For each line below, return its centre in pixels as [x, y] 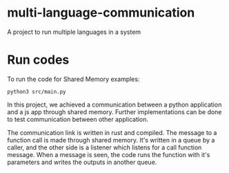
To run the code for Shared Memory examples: [73, 79]
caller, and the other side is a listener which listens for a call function [104, 147]
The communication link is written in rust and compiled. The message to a [112, 132]
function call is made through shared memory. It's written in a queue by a [111, 140]
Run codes [38, 60]
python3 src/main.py [37, 91]
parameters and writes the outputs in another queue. [82, 162]
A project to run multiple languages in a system [74, 32]
